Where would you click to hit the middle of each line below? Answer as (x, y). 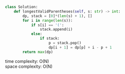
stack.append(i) (56, 30)
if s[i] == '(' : (47, 25)
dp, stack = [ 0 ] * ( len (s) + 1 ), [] (57, 16)
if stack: (50, 39)
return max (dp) (38, 52)
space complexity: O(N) (29, 66)
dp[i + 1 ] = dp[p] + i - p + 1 (80, 47)
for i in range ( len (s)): (48, 20)
